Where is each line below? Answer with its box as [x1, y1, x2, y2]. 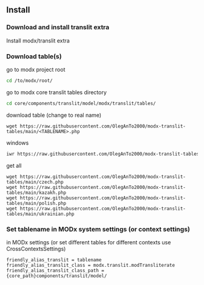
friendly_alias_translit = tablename [6, 256, 102, 263]
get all [6, 162, 22, 169]
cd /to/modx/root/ [6, 77, 53, 84]
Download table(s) [6, 52, 62, 60]
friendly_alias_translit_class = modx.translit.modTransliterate [6, 262, 175, 268]
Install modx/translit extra [6, 36, 70, 44]
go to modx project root [6, 66, 66, 73]
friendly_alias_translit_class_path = [6, 267, 104, 273]
